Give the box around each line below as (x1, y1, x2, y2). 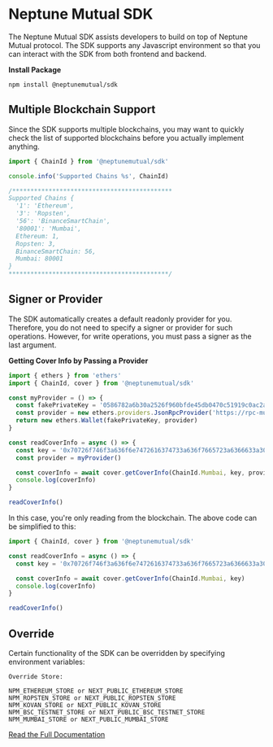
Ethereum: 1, (15, 232, 60, 240)
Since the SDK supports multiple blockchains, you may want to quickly (8, 124, 245, 134)
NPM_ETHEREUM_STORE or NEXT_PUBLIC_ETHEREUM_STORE (8, 687, 184, 695)
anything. (8, 142, 41, 151)
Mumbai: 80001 (15, 255, 63, 263)
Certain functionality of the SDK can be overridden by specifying (8, 649, 226, 657)
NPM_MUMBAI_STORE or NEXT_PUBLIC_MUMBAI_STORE (8, 715, 169, 723)
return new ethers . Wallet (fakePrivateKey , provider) (15, 417, 198, 425)
